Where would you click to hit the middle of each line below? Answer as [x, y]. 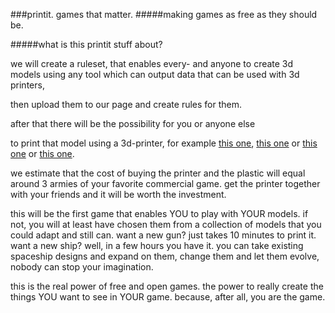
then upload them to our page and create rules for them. [126, 104]
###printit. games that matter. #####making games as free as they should [164, 14]
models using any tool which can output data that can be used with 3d [155, 74]
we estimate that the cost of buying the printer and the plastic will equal [158, 173]
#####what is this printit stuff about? [86, 44]
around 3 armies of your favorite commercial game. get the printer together [165, 183]
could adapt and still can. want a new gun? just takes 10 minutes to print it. [163, 235]
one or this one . [42, 153]
